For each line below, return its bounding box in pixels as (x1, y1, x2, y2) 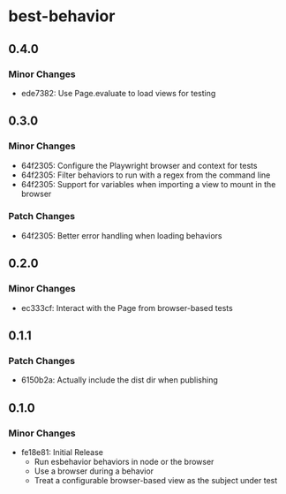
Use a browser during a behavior (34, 466, 154, 476)
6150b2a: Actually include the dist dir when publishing (20, 375, 218, 385)
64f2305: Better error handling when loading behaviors (20, 230, 222, 240)
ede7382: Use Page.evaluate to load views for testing (20, 87, 216, 98)
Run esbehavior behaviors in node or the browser (34, 456, 214, 467)
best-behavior (8, 6, 116, 27)
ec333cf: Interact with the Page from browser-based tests (20, 302, 233, 313)
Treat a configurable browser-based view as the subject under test (34, 475, 278, 485)
